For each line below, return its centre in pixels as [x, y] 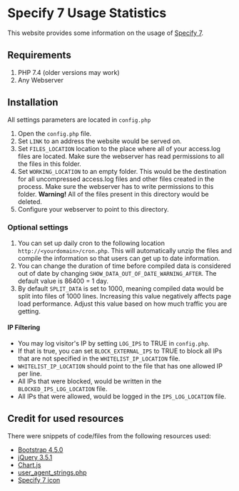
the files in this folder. [50, 164]
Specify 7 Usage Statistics [87, 13]
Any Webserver [41, 80]
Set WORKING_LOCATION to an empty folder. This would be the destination [122, 171]
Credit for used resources [66, 419]
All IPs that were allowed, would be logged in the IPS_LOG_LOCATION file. [122, 396]
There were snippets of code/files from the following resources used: [110, 435]
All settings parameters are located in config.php [79, 120]
